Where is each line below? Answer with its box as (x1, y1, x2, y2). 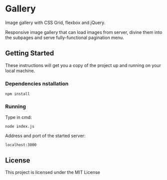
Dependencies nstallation (5, 80, 69, 87)
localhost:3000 (5, 142, 37, 147)
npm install (5, 91, 30, 96)
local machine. (5, 67, 35, 73)
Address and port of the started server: (5, 133, 86, 139)
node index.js (5, 124, 35, 129)
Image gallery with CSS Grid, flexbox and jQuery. (5, 19, 106, 25)
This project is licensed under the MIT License (5, 169, 101, 175)
